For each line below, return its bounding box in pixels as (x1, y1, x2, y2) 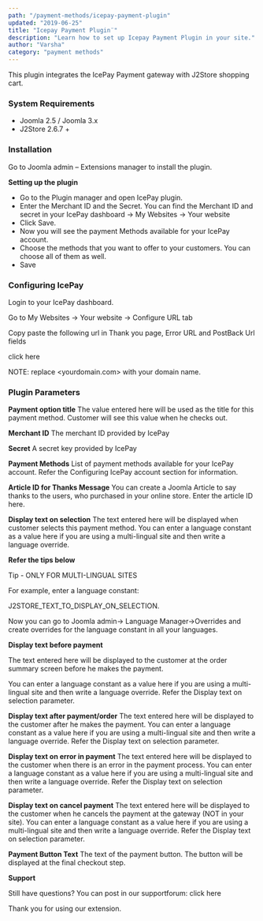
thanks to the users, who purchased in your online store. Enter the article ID (8, 491, 254, 501)
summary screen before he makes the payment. (8, 664, 164, 674)
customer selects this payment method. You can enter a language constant (8, 523, 252, 533)
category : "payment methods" (8, 48, 104, 56)
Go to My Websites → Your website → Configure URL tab (8, 313, 193, 322)
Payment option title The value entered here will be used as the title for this (8, 404, 254, 415)
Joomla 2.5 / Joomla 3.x (19, 116, 98, 126)
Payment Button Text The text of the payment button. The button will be (8, 850, 243, 859)
